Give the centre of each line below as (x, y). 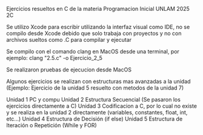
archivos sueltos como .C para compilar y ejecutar (69, 40)
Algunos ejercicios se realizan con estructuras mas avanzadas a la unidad (98, 81)
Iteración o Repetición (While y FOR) (52, 125)
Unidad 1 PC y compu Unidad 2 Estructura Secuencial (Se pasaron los (93, 100)
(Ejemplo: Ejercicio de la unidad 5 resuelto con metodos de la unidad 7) (95, 88)
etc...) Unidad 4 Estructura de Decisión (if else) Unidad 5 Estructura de (95, 119)
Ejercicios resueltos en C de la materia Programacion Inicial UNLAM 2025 (98, 9)
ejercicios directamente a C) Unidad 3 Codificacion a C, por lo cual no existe (101, 106)
